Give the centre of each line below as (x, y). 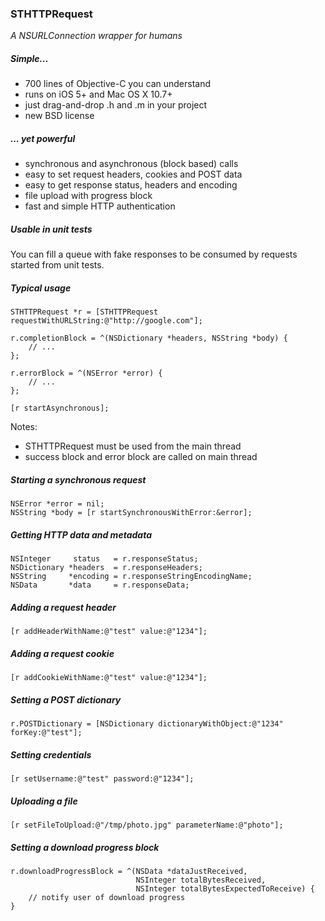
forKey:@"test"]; (46, 733)
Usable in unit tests (51, 229)
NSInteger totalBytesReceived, (201, 880)
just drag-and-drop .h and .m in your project (116, 105)
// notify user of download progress (107, 897)
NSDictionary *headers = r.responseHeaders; (106, 568)
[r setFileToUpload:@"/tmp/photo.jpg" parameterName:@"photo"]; (147, 825)
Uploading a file (44, 801)
